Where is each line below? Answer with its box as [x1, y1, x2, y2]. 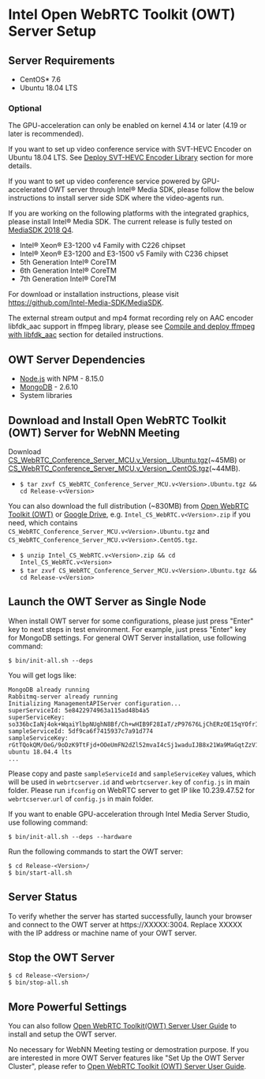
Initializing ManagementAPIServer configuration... [8, 699, 181, 708]
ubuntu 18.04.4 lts [8, 748, 73, 756]
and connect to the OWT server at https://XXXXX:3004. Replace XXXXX [8, 919, 243, 929]
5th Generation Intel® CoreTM [19, 258, 117, 267]
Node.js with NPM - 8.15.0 [19, 374, 104, 384]
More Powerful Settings [8, 1000, 128, 1013]
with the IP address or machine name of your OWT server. [8, 928, 197, 938]
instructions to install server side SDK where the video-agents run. [8, 194, 225, 203]
